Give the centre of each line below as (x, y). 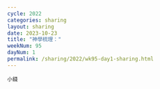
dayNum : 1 (22, 53)
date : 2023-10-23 (32, 33)
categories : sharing (37, 20)
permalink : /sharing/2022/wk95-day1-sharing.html (81, 59)
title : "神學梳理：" (34, 40)
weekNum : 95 (24, 46)
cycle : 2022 (24, 14)
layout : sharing (31, 26)
